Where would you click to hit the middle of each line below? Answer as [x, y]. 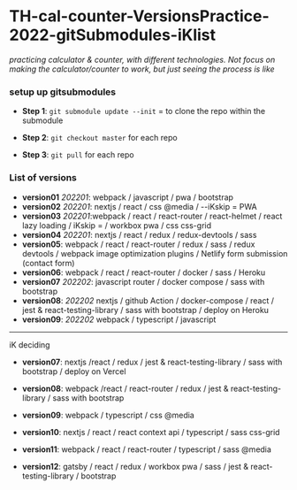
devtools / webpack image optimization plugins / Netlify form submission [155, 253]
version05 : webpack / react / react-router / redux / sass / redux [138, 244]
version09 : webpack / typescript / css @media [108, 415]
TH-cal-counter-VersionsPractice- [139, 16]
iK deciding [30, 345]
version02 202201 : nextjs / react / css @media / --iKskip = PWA [140, 206]
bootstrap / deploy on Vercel [74, 371]
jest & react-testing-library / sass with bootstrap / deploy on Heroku [145, 310]
